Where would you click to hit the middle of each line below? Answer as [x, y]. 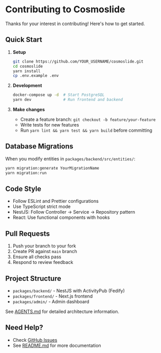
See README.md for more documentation [57, 345]
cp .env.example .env [36, 76]
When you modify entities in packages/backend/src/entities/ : [70, 159]
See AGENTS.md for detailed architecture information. [62, 312]
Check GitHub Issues [35, 340]
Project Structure [33, 278]
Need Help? [24, 328]
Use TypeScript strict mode [42, 206]
